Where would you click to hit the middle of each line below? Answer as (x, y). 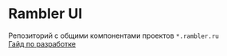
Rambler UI (45, 14)
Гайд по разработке (42, 43)
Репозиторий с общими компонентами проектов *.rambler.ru (113, 35)
